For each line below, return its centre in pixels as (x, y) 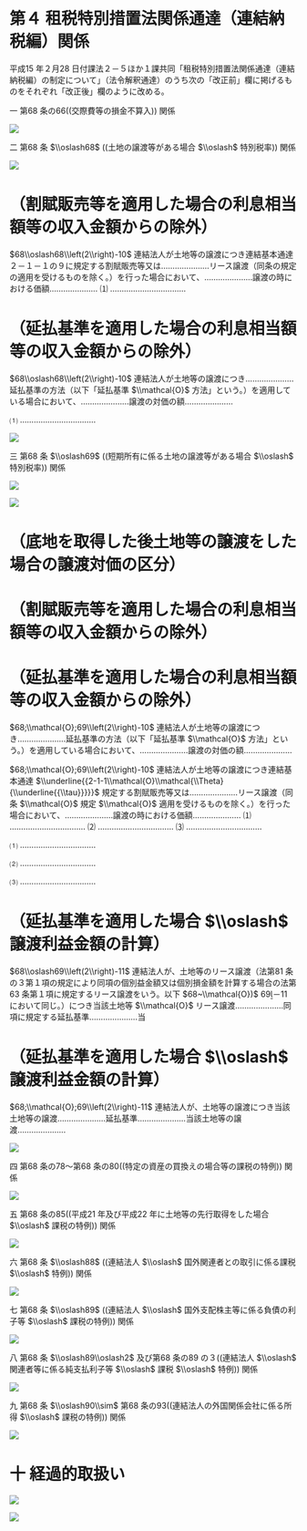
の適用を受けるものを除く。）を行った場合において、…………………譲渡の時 (147, 277)
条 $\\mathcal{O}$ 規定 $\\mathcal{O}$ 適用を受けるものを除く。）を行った (150, 804)
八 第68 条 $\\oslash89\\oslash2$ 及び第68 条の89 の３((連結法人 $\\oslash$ (153, 1358)
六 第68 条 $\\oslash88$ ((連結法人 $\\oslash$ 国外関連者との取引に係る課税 (153, 1262)
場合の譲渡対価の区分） (97, 564)
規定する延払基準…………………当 (85, 1017)
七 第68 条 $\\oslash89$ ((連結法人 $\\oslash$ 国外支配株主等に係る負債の (149, 1310)
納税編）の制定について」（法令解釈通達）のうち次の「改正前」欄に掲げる (147, 79)
